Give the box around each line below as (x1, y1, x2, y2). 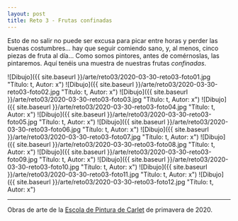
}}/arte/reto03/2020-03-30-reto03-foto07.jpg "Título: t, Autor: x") (7, 132, 200, 141)
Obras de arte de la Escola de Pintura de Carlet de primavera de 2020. (7, 205, 212, 214)
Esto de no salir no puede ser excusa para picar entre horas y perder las (7, 36, 218, 44)
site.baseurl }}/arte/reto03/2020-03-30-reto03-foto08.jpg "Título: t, (16, 140, 215, 148)
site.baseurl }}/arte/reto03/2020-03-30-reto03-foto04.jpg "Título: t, (16, 102, 216, 111)
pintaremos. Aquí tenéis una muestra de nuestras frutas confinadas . (7, 59, 207, 67)
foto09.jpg (7, 155, 38, 163)
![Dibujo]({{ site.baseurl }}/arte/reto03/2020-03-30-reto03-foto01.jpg (7, 72, 211, 81)
